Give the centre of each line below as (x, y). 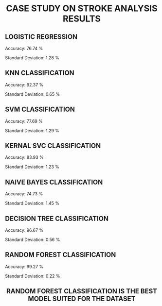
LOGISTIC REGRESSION (41, 37)
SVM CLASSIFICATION (40, 110)
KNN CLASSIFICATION (40, 73)
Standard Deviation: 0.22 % (33, 276)
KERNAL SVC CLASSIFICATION (53, 146)
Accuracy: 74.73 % (24, 194)
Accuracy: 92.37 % (24, 85)
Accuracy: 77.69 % (24, 121)
